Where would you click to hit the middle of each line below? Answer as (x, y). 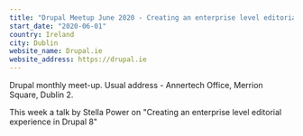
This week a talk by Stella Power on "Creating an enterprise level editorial (146, 112)
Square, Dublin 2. (41, 95)
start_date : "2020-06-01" (58, 26)
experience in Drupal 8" (53, 122)
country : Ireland (42, 34)
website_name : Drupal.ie (56, 51)
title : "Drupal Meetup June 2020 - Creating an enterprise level (134, 18)
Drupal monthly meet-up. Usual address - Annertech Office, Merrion (136, 85)
